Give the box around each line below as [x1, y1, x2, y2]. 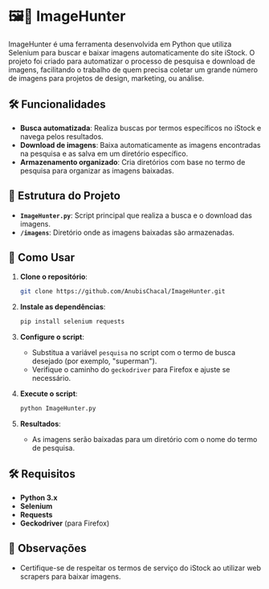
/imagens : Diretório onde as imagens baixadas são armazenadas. [19, 227, 235, 237]
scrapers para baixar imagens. [19, 571, 121, 581]
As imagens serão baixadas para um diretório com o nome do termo [31, 435, 258, 444]
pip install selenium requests [19, 317, 125, 326]
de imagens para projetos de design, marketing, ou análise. [8, 73, 205, 83]
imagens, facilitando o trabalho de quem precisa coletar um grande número [8, 64, 259, 74]
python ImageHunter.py [19, 404, 96, 413]
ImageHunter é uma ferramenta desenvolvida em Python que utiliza [8, 39, 232, 49]
